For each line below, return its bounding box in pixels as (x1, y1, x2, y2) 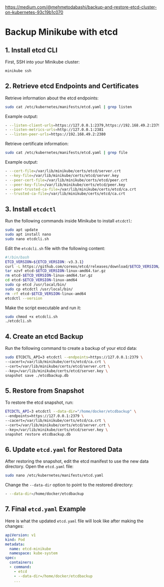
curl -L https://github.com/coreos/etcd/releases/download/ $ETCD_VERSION (5, 264, 159, 269)
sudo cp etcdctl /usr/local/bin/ (5, 287, 73, 292)
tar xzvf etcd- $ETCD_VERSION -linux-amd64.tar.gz (5, 269, 106, 273)
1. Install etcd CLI (5, 46, 58, 54)
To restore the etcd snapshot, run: (5, 399, 74, 406)
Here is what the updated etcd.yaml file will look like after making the (5, 518, 144, 524)
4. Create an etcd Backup (5, 332, 84, 341)
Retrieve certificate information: (5, 141, 69, 147)
